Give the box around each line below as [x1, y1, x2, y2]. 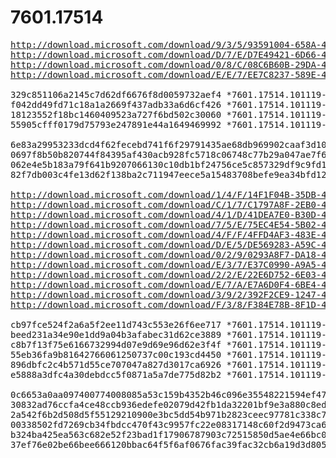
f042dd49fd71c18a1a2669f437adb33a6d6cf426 [10, 99, 222, 110]
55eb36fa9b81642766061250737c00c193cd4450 [10, 349, 222, 360]
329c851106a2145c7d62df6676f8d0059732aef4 [10, 89, 222, 100]
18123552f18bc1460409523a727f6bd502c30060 [10, 109, 222, 120]
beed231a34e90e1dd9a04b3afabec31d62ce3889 [10, 329, 222, 340]
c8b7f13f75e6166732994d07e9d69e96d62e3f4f [10, 339, 222, 350]
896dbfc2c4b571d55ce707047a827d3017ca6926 [10, 359, 222, 370]
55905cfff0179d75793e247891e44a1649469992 [10, 119, 222, 130]
